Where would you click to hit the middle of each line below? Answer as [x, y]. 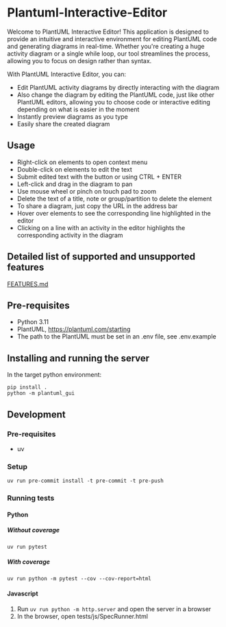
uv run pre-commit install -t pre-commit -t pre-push [86, 481]
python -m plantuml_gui [41, 394]
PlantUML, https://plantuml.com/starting [74, 329]
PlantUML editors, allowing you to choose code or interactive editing [113, 102]
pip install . [27, 387]
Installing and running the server [78, 358]
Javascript [23, 594]
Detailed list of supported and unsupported [101, 256]
